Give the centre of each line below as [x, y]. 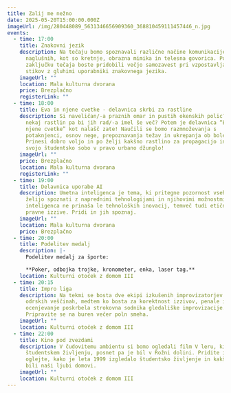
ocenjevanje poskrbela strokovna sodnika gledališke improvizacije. [125, 308]
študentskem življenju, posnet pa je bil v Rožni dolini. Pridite [122, 353]
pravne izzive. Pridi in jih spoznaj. [81, 212]
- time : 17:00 [33, 39]
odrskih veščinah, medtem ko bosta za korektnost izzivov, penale [122, 302]
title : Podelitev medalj [55, 244]
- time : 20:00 [33, 238]
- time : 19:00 [33, 180]
